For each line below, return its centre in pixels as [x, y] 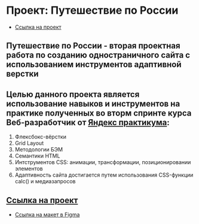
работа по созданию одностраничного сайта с [98, 55]
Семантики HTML [37, 156]
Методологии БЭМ [39, 150]
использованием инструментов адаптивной [94, 64]
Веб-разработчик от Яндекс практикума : [88, 122]
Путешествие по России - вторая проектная [93, 46]
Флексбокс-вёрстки [41, 137]
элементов [29, 169]
